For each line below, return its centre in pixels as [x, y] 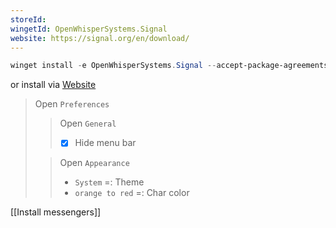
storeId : [28, 19]
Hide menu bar [105, 143]
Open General [88, 123]
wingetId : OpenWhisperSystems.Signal [89, 29]
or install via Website [53, 85]
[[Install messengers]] [56, 212]
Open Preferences [72, 104]
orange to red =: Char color [132, 193]
